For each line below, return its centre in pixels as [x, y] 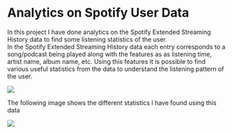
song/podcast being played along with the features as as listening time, [110, 54]
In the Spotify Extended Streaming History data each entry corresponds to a [116, 47]
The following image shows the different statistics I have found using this [112, 103]
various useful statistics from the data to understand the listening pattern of [116, 69]
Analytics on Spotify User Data [98, 13]
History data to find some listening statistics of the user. [87, 39]
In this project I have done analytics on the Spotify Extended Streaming [109, 32]
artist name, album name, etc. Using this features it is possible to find [107, 61]
